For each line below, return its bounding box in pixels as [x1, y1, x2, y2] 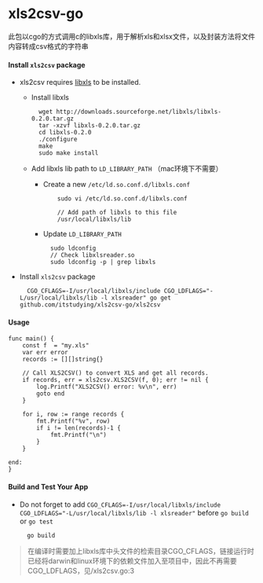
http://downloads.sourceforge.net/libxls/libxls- [56, 108, 222, 116]
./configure [38, 135, 78, 144]
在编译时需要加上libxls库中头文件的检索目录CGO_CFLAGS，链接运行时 [27, 546, 254, 555]
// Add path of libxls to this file [57, 209, 177, 217]
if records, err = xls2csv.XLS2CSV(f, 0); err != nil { [22, 376, 210, 384]
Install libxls [31, 93, 69, 102]
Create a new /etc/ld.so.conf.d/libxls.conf [42, 180, 191, 189]
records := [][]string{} [22, 355, 104, 364]
